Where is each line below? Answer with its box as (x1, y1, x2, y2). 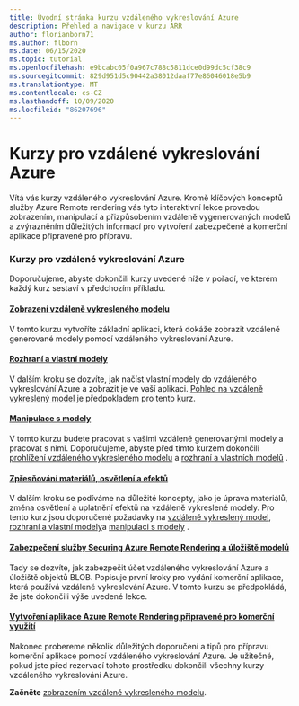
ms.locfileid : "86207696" (9, 105, 106, 114)
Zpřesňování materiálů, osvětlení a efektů (9, 472, 169, 483)
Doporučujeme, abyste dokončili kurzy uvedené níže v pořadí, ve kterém (9, 273, 277, 284)
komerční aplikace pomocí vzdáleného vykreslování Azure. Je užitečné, (9, 650, 275, 661)
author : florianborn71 (9, 30, 94, 39)
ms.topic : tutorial (9, 55, 83, 64)
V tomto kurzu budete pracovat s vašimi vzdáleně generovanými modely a (9, 433, 284, 445)
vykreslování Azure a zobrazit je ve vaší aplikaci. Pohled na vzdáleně (9, 383, 263, 393)
